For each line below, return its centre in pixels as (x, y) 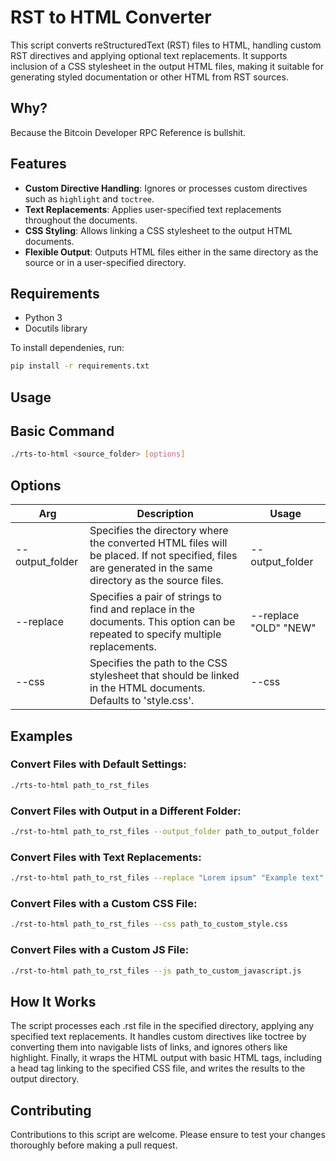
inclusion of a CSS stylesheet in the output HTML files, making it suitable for (167, 66)
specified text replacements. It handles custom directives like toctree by (158, 1037)
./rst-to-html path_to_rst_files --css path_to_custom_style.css (149, 924)
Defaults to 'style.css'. (142, 701)
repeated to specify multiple (155, 634)
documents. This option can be (162, 622)
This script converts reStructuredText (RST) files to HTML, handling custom (166, 45)
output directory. (45, 1079)
